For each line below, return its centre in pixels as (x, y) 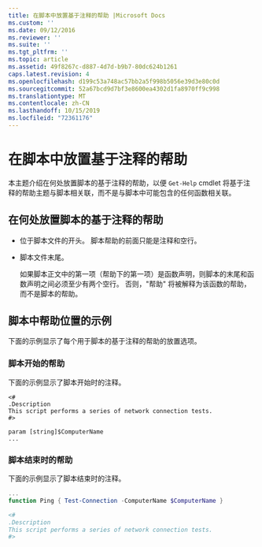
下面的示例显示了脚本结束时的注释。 (67, 478)
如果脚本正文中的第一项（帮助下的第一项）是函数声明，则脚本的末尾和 (133, 273)
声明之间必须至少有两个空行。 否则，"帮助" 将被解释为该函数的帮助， (138, 284)
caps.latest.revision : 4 (49, 74)
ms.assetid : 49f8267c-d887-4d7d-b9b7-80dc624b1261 (93, 67)
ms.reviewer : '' (35, 37)
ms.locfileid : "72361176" (50, 118)
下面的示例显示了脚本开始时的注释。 (67, 382)
